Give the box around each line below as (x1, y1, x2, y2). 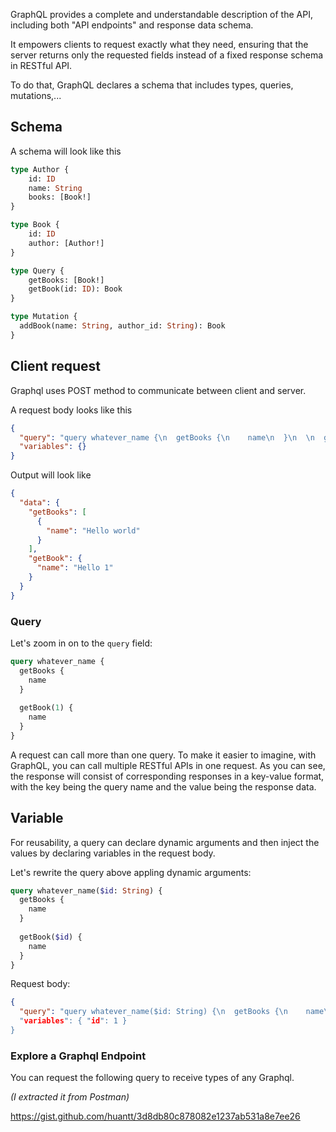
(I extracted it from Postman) (10, 1091, 130, 1103)
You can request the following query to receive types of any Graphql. (10, 1072, 295, 1084)
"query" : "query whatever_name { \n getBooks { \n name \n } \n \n (19, 432, 315, 443)
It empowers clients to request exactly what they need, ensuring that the (10, 39, 309, 50)
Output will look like (10, 469, 92, 481)
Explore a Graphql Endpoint (10, 1049, 147, 1063)
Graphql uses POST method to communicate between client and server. (10, 384, 307, 396)
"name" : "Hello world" (46, 525, 141, 536)
